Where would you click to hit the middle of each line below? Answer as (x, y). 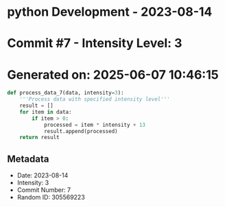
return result (39, 138)
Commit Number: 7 (44, 190)
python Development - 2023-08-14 (110, 12)
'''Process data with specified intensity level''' (95, 99)
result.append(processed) (81, 131)
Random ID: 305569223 (51, 197)
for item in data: (46, 112)
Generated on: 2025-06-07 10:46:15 (113, 74)
